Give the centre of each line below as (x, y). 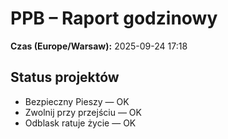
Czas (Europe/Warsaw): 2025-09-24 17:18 (99, 46)
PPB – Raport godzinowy (114, 18)
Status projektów (65, 77)
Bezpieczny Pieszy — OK (77, 101)
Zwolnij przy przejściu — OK (83, 112)
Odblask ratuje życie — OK (80, 123)
